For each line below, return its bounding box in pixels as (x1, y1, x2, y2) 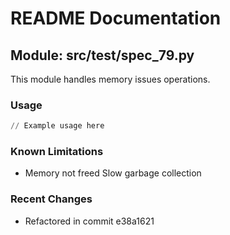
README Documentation (10, 7, 222, 30)
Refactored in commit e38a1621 (24, 215, 155, 227)
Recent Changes (10, 192, 93, 206)
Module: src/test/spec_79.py (10, 47, 195, 64)
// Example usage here (10, 121, 105, 131)
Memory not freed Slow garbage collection (24, 167, 202, 179)
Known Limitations (10, 145, 104, 159)
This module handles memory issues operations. (10, 73, 211, 85)
